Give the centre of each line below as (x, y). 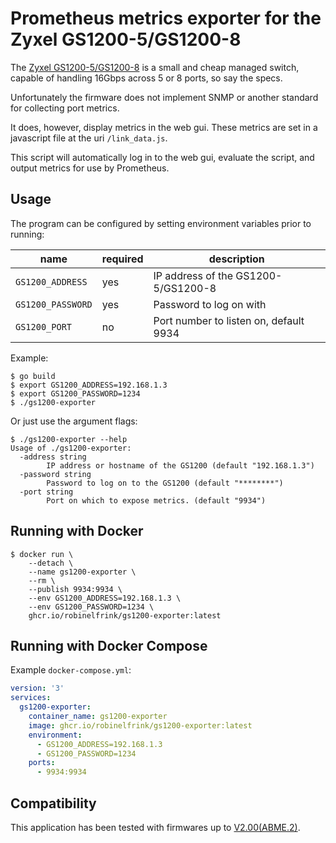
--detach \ (51, 563)
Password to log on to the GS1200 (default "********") (165, 483)
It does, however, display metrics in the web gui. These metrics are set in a (164, 127)
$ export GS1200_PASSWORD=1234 (75, 393)
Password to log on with (210, 304)
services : (31, 698)
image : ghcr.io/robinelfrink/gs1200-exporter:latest (140, 725)
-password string (55, 474)
